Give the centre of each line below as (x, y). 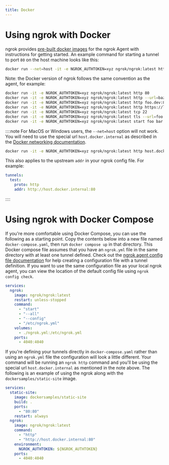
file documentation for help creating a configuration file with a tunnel (76, 260)
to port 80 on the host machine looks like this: (52, 60)
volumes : (23, 328)
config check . (19, 276)
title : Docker (20, 10)
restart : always (31, 416)
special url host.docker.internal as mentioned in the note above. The (77, 368)
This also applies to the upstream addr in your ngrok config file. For (75, 161)
